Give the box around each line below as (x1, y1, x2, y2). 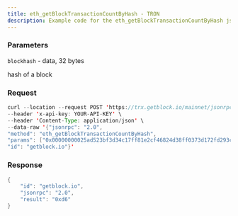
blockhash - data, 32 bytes (7, 56, 85, 64)
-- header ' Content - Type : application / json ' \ (7, 117, 144, 124)
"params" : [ (7, 137, 42, 144)
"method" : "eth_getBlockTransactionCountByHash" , (7, 130, 157, 137)
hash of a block (7, 70, 53, 79)
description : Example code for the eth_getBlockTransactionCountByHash (7, 17, 223, 24)
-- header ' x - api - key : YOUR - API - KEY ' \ (7, 110, 122, 118)
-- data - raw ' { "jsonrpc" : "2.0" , (7, 123, 103, 131)
